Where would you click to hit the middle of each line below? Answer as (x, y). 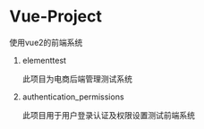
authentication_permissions (73, 97)
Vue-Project (56, 17)
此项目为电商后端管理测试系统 (77, 79)
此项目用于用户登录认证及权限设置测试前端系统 (108, 115)
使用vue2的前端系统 (46, 42)
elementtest (44, 60)
